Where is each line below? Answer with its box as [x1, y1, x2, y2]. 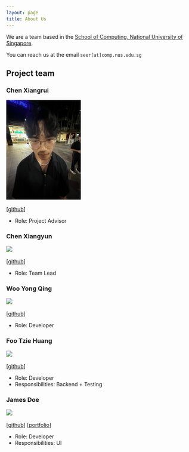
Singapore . [6, 39, 33, 47]
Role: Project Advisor [14, 217, 67, 224]
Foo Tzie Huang [6, 337, 52, 345]
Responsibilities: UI [14, 439, 62, 447]
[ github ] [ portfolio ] [6, 422, 52, 429]
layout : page [6, 10, 39, 16]
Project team [6, 68, 55, 78]
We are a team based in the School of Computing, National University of [6, 33, 183, 40]
